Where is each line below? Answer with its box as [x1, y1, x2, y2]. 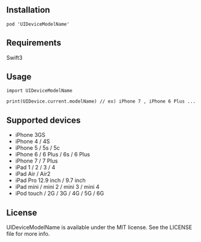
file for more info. [6, 230, 50, 238]
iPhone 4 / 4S [15, 137, 50, 145]
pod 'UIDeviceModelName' [6, 21, 70, 27]
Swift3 [6, 54, 23, 61]
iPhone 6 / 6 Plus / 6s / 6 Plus [15, 151, 90, 158]
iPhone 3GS [15, 131, 46, 139]
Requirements [6, 38, 61, 48]
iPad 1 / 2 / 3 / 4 [15, 164, 56, 171]
